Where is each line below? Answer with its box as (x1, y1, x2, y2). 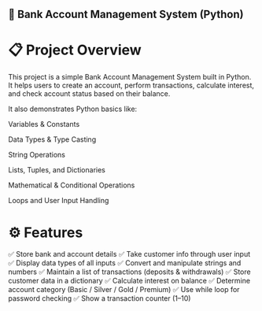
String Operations (8, 150, 65, 160)
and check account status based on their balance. (8, 89, 171, 98)
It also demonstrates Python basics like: (8, 104, 138, 114)
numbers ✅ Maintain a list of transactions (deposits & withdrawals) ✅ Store (8, 267, 251, 276)
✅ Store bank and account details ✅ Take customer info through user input (8, 250, 251, 259)
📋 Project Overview (8, 41, 142, 59)
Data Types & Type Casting (8, 135, 97, 144)
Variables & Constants (8, 120, 80, 129)
